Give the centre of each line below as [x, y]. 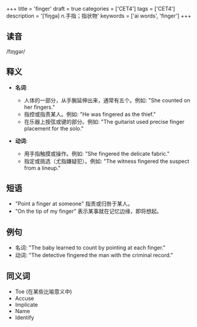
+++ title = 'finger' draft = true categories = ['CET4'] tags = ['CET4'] [91, 9]
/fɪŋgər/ [16, 51]
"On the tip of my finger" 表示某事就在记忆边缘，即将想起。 [89, 211]
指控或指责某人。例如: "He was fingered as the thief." [90, 114]
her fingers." [39, 107]
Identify [24, 317]
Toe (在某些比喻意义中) [43, 292]
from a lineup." [42, 168]
